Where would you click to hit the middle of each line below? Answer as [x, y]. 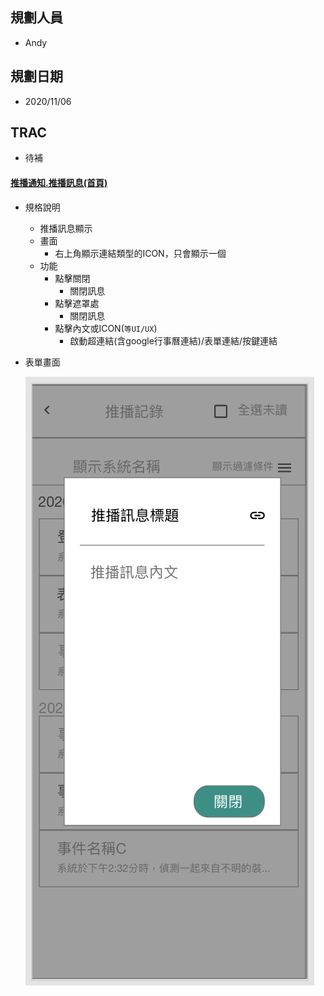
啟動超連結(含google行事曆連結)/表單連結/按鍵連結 [173, 340]
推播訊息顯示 [66, 228]
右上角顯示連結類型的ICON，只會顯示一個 [140, 253]
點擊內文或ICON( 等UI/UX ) [106, 328]
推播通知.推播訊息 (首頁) [59, 183]
